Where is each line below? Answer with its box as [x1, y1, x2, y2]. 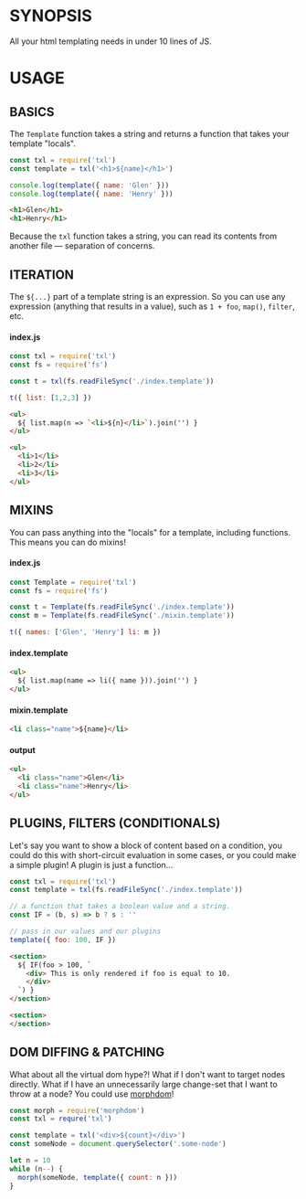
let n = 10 [9, 1156, 51, 1165]
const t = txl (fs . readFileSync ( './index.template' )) [9, 377, 215, 386]
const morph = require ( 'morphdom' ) [9, 1106, 145, 1115]
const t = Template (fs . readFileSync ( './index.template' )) [9, 602, 235, 612]
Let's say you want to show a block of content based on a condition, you [9, 840, 283, 851]
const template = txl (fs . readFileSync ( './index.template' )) [9, 886, 244, 895]
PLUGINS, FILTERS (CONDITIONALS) [9, 815, 221, 832]
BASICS [9, 104, 55, 120]
